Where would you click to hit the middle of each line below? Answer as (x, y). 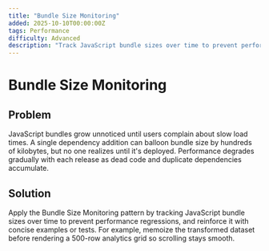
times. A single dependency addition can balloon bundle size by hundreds (130, 143)
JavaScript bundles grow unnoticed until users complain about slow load (128, 134)
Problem (30, 114)
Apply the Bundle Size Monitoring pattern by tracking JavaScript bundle (127, 213)
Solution (30, 193)
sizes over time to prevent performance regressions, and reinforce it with (129, 221)
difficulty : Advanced (44, 38)
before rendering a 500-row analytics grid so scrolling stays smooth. (122, 238)
